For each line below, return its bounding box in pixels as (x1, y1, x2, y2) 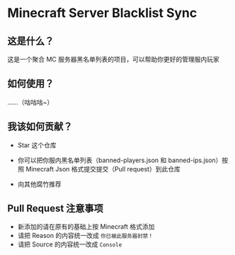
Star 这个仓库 (17, 140, 57, 149)
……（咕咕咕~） (7, 98, 54, 106)
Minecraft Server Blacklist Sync (7, 5, 197, 21)
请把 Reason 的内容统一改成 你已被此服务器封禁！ (17, 232, 154, 240)
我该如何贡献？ (7, 120, 73, 132)
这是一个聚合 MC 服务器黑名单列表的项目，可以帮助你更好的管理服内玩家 (7, 55, 219, 63)
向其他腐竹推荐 (17, 179, 62, 188)
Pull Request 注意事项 (7, 203, 104, 215)
